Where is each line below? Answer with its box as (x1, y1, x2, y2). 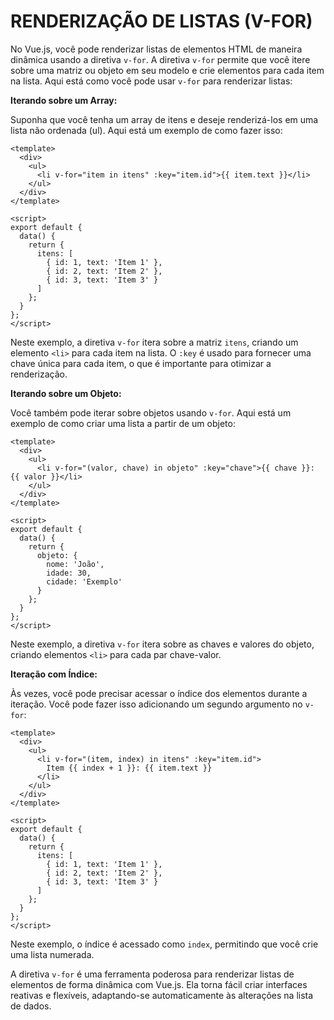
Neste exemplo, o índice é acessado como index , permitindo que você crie (10, 938, 319, 950)
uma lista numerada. (10, 948, 95, 960)
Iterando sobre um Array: (10, 94, 118, 106)
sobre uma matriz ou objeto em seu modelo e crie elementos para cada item (10, 64, 325, 76)
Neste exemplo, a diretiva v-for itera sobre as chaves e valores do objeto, (10, 638, 315, 650)
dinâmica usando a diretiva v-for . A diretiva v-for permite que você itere (10, 53, 311, 65)
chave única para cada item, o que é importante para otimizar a (10, 357, 272, 369)
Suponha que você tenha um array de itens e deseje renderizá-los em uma (10, 113, 319, 125)
